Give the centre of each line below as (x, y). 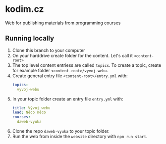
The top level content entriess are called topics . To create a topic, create (87, 65)
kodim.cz (25, 9)
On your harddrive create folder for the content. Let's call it (72, 55)
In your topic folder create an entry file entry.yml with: (68, 99)
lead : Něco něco (29, 112)
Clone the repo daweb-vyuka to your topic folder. (61, 131)
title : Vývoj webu (31, 108)
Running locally (30, 38)
